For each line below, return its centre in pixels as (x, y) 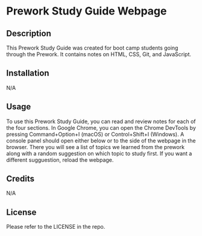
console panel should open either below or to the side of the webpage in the (101, 141)
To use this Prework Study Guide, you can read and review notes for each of (101, 121)
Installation (28, 73)
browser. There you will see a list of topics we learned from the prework (96, 147)
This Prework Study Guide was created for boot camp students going (92, 48)
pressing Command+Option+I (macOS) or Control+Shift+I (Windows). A (95, 134)
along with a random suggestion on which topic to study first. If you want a (99, 153)
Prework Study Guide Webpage (87, 11)
